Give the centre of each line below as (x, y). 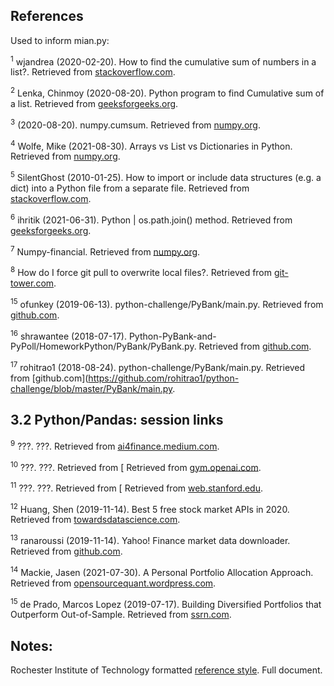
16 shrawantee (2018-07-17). (68, 335)
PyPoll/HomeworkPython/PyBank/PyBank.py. (103, 346)
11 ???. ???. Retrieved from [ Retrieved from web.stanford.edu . (136, 487)
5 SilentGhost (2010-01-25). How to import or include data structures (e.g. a (166, 177)
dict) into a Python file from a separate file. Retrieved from (130, 188)
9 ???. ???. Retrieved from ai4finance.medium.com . (115, 445)
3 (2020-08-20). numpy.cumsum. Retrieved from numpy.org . (135, 124)
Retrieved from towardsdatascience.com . (95, 520)
